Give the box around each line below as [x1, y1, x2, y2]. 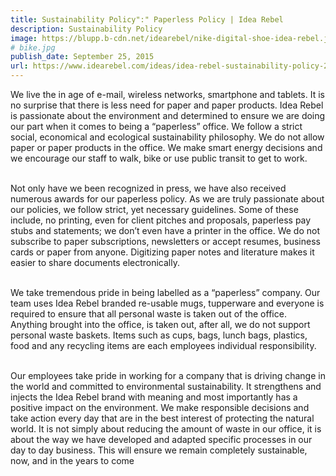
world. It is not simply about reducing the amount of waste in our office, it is [10, 423, 322, 435]
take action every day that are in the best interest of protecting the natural [10, 412, 315, 424]
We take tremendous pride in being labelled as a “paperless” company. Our [10, 287, 321, 298]
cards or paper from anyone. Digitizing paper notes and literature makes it [10, 246, 315, 258]
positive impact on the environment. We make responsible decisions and [10, 402, 310, 413]
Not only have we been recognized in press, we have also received [10, 182, 287, 194]
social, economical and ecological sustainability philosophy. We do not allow [10, 131, 325, 143]
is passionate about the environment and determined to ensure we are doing [10, 110, 326, 121]
